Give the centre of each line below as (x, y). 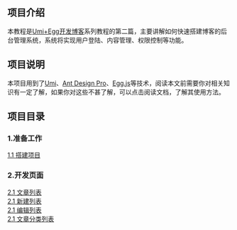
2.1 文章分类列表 (31, 219)
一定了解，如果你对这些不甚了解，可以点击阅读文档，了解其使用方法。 (122, 92)
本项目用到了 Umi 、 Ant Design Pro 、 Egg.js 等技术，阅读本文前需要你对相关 (116, 83)
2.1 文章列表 (24, 192)
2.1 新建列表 (24, 201)
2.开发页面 (26, 175)
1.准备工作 (25, 138)
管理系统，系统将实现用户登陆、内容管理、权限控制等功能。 (100, 40)
